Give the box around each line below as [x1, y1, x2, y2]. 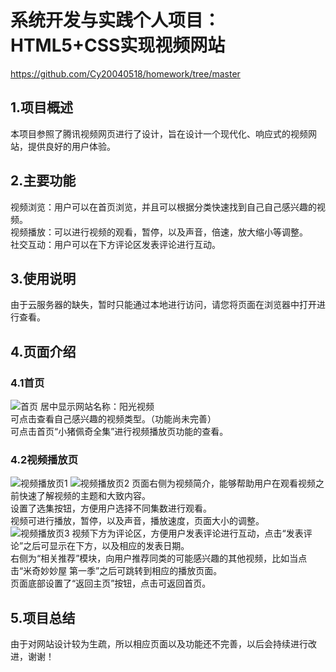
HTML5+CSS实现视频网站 [10, 34, 226, 57]
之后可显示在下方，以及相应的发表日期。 [23, 540, 190, 552]
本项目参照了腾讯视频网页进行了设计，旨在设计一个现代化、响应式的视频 [10, 127, 308, 140]
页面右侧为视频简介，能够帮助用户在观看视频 [131, 477, 317, 490]
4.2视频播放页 [10, 452, 79, 466]
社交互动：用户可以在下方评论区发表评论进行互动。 [10, 238, 221, 250]
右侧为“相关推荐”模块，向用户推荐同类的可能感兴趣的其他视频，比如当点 [10, 552, 308, 565]
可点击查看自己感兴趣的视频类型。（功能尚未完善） [10, 413, 217, 425]
